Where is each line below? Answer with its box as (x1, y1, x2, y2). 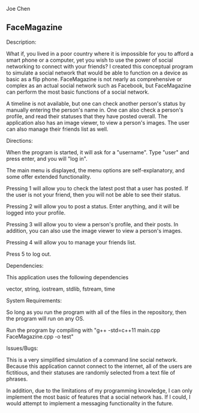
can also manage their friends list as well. (6, 125, 109, 133)
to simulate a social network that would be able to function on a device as (6, 69, 188, 76)
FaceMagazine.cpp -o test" (6, 333, 74, 340)
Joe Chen (6, 5, 31, 12)
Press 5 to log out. (6, 250, 52, 258)
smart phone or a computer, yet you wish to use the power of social (6, 56, 173, 64)
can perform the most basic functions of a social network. (6, 88, 150, 95)
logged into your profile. (6, 209, 66, 216)
